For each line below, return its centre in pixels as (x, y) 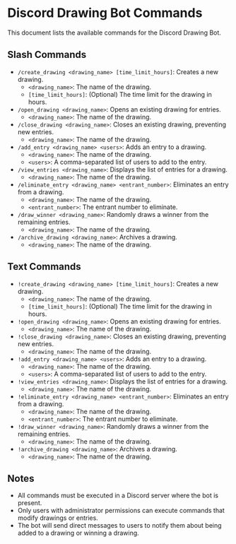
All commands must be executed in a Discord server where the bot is (118, 495)
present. (30, 503)
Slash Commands (47, 55)
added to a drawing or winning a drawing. (78, 533)
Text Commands (44, 267)
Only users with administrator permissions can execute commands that (121, 511)
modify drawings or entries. (58, 518)
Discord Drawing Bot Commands (105, 13)
